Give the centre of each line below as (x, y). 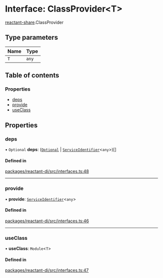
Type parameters (32, 38)
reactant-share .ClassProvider (34, 22)
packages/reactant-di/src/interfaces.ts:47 (47, 270)
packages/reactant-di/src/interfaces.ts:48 (47, 171)
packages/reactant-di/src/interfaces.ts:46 (47, 221)
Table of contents (32, 75)
